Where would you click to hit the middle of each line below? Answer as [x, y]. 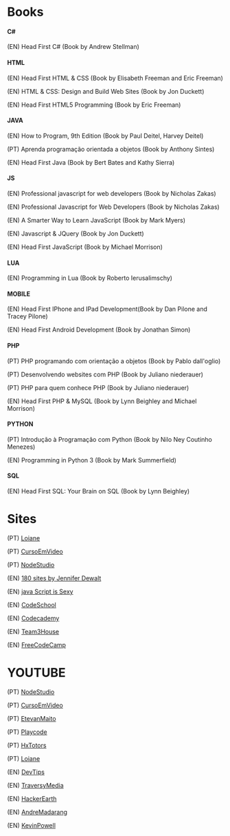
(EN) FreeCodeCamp [37, 644]
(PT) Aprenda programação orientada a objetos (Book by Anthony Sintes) [111, 149]
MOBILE [19, 294]
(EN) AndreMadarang [37, 812]
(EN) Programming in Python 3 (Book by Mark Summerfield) [92, 460]
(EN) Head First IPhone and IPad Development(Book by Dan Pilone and [107, 309]
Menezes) [21, 447]
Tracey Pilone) [27, 316]
